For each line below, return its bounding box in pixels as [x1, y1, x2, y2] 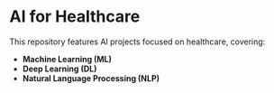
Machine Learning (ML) [22, 53, 113, 64]
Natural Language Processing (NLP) [22, 72, 160, 83]
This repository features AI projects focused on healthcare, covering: [9, 36, 266, 47]
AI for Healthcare [9, 6, 141, 27]
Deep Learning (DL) [22, 63, 97, 74]
